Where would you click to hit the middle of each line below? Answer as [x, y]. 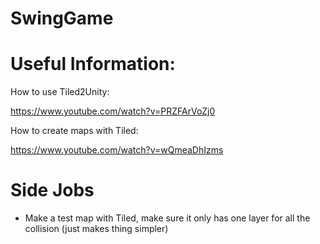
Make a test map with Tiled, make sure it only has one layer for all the [167, 218]
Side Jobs [52, 190]
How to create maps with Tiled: [74, 131]
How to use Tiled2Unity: [60, 92]
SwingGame [62, 18]
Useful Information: [93, 64]
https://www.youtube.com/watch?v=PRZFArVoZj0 [113, 111]
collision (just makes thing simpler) [96, 229]
